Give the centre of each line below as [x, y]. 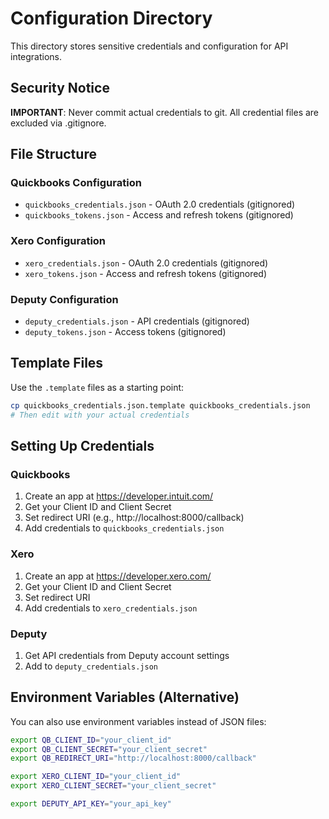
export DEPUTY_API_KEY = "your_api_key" [91, 804]
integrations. [36, 56]
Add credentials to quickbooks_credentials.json [124, 528]
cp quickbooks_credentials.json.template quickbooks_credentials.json [160, 405]
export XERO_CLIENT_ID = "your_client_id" [96, 777]
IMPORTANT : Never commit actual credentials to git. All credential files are [165, 112]
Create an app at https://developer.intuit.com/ [119, 496]
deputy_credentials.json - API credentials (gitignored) [137, 321]
